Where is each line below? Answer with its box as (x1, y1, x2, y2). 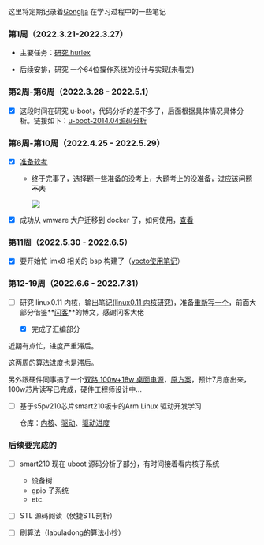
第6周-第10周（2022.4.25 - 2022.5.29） (8, 137, 165, 148)
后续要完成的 (8, 439, 58, 450)
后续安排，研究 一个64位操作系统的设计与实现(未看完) (19, 65, 195, 74)
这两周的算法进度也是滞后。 (8, 358, 99, 367)
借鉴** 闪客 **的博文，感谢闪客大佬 (33, 307, 144, 317)
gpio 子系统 (31, 486, 69, 495)
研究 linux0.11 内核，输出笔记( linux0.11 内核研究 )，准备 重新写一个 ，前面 (19, 297, 250, 306)
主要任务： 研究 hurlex (19, 48, 91, 58)
